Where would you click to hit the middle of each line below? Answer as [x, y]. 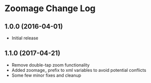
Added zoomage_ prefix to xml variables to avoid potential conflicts [79, 70]
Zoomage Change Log [50, 8]
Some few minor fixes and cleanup [46, 75]
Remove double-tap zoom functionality [50, 65]
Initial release [25, 38]
